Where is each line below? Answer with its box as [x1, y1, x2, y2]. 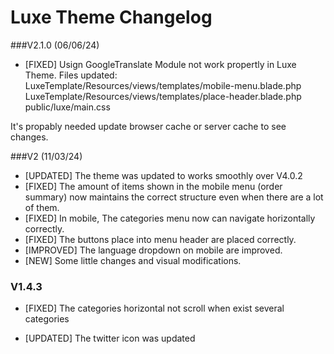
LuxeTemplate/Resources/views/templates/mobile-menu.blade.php [24, 79, 302, 91]
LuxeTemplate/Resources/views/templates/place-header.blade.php [24, 90, 302, 102]
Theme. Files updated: [24, 69, 118, 81]
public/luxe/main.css [24, 101, 111, 113]
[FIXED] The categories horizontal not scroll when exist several [24, 302, 285, 315]
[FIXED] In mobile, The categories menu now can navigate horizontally [24, 212, 316, 224]
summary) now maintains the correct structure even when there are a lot [24, 191, 324, 203]
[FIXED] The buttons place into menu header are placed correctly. [24, 233, 297, 245]
